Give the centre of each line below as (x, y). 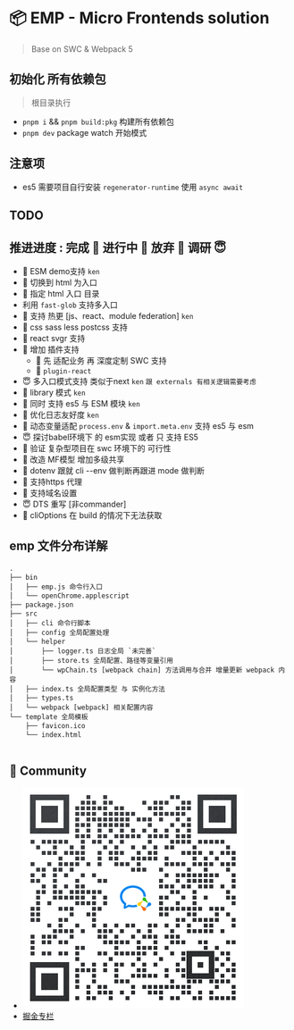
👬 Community (48, 770)
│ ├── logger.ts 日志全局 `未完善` (83, 651)
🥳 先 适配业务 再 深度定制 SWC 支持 (101, 360)
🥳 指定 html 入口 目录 (61, 293)
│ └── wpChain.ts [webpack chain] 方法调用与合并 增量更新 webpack (142, 670)
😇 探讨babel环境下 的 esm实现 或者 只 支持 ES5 (110, 437)
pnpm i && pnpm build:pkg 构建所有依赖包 (98, 121)
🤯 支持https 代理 (52, 482)
